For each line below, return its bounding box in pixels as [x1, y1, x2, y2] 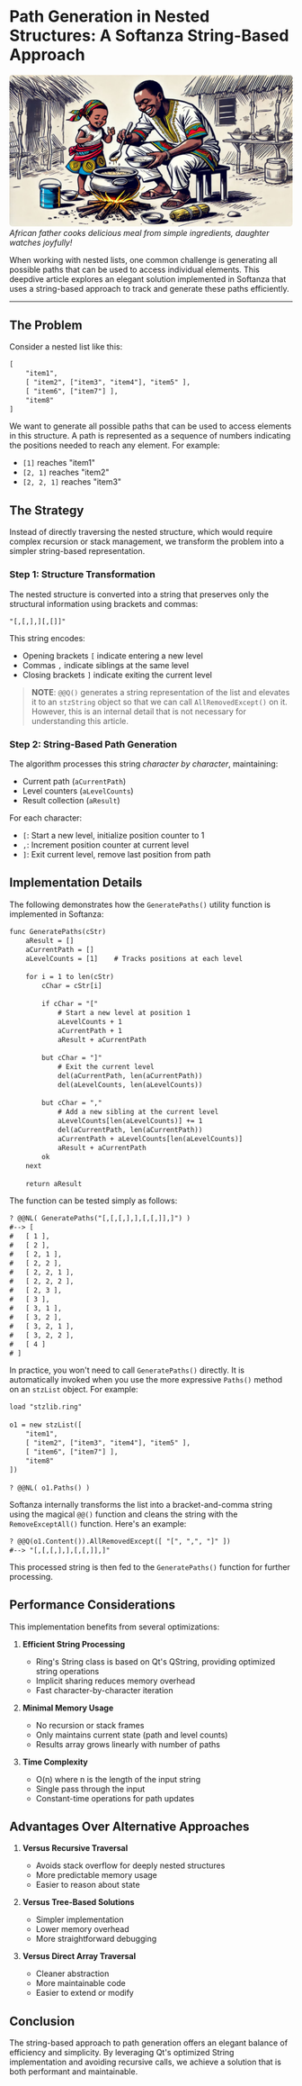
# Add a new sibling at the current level [57, 1107, 219, 1116]
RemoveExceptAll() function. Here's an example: [9, 1518, 187, 1528]
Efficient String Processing [22, 1638, 126, 1649]
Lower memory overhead [35, 1924, 129, 1935]
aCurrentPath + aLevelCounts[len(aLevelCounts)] [57, 1134, 244, 1143]
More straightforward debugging [35, 1934, 157, 1945]
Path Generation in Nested [9, 6, 210, 27]
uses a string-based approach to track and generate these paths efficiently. [9, 283, 289, 294]
